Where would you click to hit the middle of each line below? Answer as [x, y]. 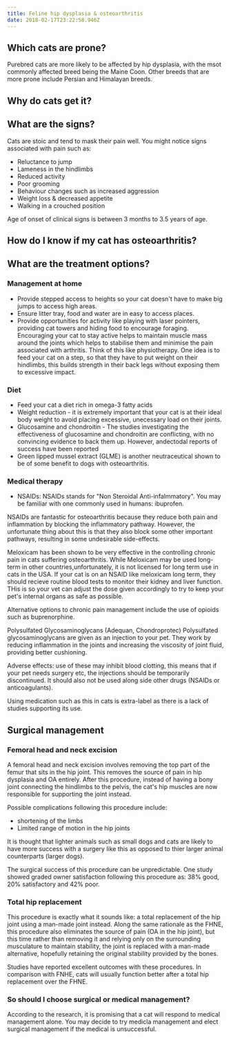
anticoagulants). [30, 688]
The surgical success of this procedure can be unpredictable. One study [110, 869]
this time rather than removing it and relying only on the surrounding [104, 939]
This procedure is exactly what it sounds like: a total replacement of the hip [114, 917]
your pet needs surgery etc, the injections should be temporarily [98, 673]
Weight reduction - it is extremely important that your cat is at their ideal [119, 412]
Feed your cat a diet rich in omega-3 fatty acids [85, 405]
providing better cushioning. [47, 652]
